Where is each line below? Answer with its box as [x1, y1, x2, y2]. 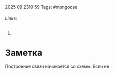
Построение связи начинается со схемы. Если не [5, 63, 110, 70]
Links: [5, 15, 17, 21]
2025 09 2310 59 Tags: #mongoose [5, 4, 78, 10]
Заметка [5, 47, 43, 58]
